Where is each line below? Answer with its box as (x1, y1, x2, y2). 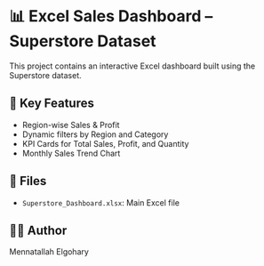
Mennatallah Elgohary (9, 246, 89, 257)
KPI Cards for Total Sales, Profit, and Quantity (21, 138, 189, 149)
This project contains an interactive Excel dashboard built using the (9, 60, 256, 71)
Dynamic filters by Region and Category (21, 129, 169, 140)
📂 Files (9, 173, 47, 189)
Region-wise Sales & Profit (21, 119, 120, 130)
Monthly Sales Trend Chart (21, 148, 121, 158)
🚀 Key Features (9, 96, 95, 111)
